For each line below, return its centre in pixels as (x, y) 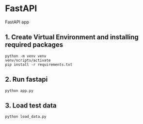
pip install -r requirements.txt (39, 64)
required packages (34, 45)
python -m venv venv (26, 56)
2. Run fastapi (26, 80)
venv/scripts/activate (28, 60)
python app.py (19, 90)
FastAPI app (17, 22)
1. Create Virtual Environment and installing (72, 37)
